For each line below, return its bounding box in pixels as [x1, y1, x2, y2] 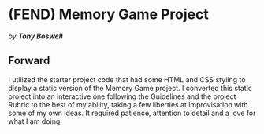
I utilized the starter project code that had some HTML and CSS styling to [8, 74, 246, 84]
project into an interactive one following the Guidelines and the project [8, 92, 236, 101]
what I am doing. [8, 116, 63, 126]
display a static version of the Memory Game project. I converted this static [8, 83, 252, 92]
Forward [8, 54, 50, 67]
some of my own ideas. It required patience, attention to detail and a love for [8, 108, 256, 118]
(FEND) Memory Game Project [8, 5, 209, 24]
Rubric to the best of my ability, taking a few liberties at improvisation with [8, 100, 248, 109]
